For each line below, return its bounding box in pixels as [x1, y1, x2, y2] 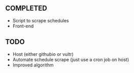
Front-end [12, 23, 34, 29]
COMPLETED [5, 4, 47, 13]
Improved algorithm [12, 62, 54, 68]
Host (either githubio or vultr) [12, 51, 74, 57]
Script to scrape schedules [12, 17, 70, 23]
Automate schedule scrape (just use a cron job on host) [12, 56, 129, 62]
